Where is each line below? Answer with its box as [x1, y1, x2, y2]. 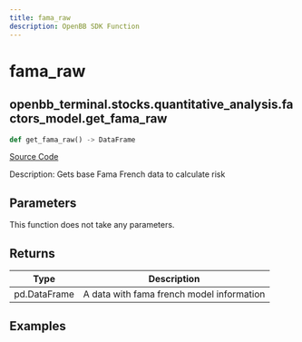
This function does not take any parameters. [9, 220, 175, 230]
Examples [9, 318, 66, 334]
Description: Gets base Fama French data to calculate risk [9, 169, 226, 180]
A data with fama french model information [83, 288, 266, 300]
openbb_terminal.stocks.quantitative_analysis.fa [9, 97, 294, 112]
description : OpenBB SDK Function [9, 22, 141, 31]
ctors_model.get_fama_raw [9, 111, 168, 127]
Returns [9, 246, 56, 261]
